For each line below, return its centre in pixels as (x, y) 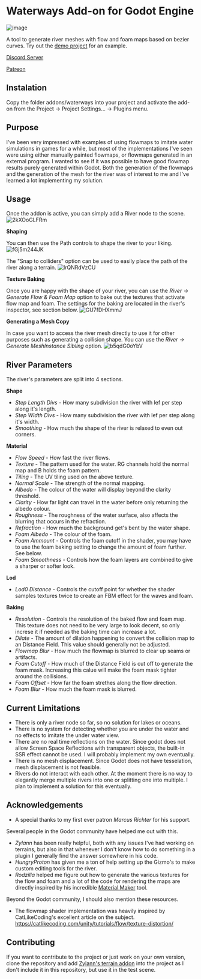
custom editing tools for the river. (56, 868)
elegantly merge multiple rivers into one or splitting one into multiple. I (101, 780)
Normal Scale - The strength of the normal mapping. (80, 483)
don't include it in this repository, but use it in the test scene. (81, 969)
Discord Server (25, 57)
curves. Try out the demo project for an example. (67, 46)
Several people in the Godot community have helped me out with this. (92, 831)
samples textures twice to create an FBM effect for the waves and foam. (104, 596)
